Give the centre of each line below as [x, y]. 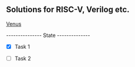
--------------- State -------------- [48, 35]
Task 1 [22, 46]
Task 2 [23, 58]
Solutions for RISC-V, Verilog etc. [68, 10]
